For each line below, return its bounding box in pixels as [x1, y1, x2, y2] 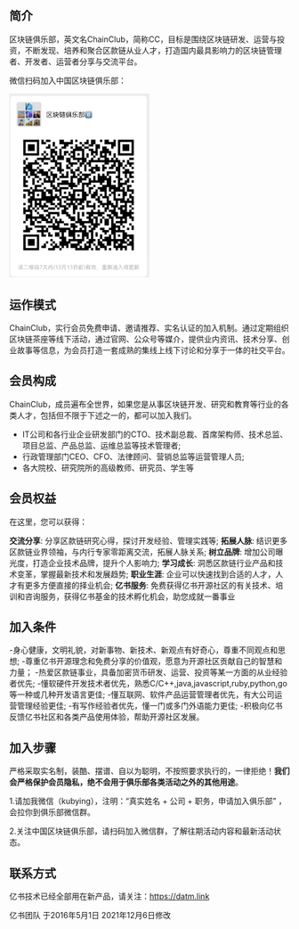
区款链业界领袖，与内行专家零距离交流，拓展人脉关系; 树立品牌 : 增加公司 [9, 547, 276, 557]
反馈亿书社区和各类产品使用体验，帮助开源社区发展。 [9, 711, 205, 722]
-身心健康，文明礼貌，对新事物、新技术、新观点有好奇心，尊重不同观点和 [9, 645, 279, 655]
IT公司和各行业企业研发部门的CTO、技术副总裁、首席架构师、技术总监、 [21, 429, 288, 440]
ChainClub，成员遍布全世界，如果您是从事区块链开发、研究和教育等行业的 [9, 399, 282, 409]
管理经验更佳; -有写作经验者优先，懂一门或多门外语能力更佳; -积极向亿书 [16, 701, 283, 711]
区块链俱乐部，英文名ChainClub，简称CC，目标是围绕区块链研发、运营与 [9, 34, 278, 45]
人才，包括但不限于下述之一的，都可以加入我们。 [16, 409, 197, 421]
